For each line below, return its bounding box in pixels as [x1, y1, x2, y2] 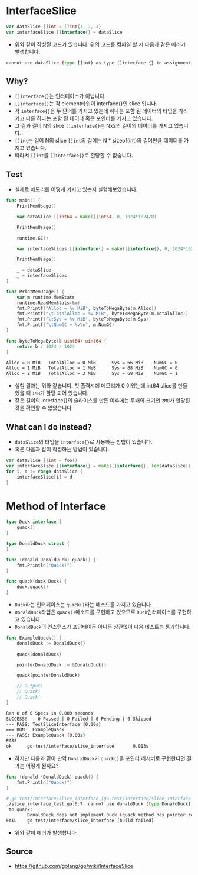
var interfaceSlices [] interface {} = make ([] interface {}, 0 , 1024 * [16, 246, 186, 252]
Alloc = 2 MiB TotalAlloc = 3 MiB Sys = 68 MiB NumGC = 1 [6, 371, 178, 377]
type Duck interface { [6, 519, 62, 525]
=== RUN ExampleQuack [6, 727, 65, 733]
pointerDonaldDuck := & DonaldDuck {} [16, 661, 107, 668]
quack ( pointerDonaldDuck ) [16, 673, 81, 679]
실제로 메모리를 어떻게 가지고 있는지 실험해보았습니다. [14, 186, 138, 193]
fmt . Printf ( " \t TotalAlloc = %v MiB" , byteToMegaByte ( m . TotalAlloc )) [16, 311, 189, 317]
